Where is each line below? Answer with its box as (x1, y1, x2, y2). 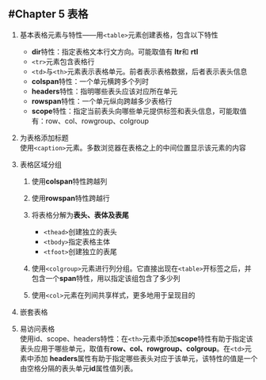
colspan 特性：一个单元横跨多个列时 (31, 76, 149, 85)
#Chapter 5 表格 (8, 7, 89, 21)
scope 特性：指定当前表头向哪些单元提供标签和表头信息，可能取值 (31, 106, 247, 116)
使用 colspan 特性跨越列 (31, 177, 108, 186)
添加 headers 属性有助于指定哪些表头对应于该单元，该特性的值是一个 (33, 353, 258, 363)
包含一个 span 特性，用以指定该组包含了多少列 (31, 273, 180, 283)
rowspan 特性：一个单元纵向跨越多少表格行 (31, 96, 173, 105)
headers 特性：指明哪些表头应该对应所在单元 (31, 86, 178, 96)
